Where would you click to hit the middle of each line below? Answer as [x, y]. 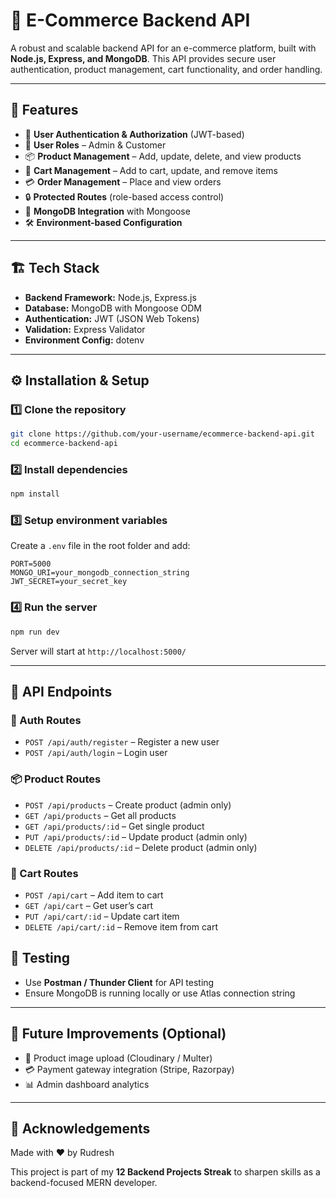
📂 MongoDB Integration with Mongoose [107, 211]
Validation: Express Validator [85, 329]
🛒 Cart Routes [44, 873]
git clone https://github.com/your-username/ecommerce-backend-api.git [162, 434]
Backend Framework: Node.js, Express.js [110, 297]
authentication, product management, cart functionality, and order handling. [166, 69]
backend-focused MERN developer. [84, 1183]
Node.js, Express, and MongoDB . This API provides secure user [143, 58]
